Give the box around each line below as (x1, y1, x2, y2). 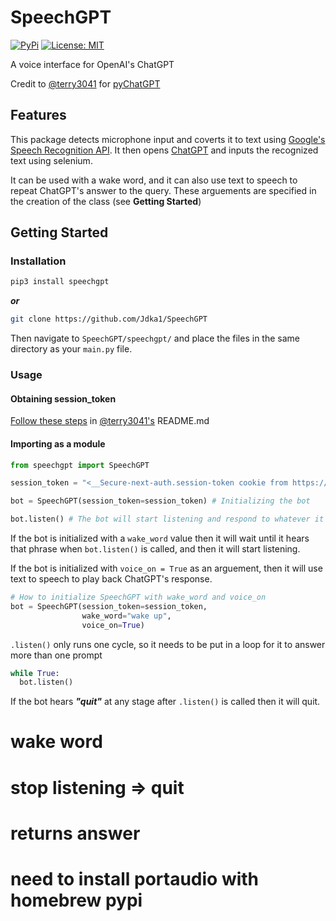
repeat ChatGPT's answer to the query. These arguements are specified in (10, 184, 317, 196)
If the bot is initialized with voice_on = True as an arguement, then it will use (10, 562, 323, 575)
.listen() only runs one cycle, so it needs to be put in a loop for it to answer (10, 638, 326, 650)
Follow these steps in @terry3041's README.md (10, 415, 210, 427)
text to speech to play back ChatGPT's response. (10, 573, 213, 585)
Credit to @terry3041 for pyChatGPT (10, 77, 161, 90)
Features (10, 107, 67, 124)
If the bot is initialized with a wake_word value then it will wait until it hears (10, 532, 310, 545)
